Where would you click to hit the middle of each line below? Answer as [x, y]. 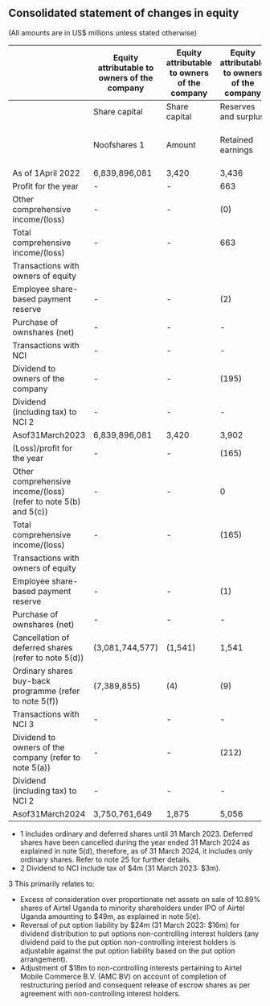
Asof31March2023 [49, 434]
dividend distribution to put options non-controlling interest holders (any [139, 933]
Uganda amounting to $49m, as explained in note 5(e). [110, 916]
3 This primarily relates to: [51, 883]
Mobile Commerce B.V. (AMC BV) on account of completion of [123, 976]
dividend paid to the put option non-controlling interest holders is [128, 942]
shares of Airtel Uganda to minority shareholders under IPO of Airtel [132, 908]
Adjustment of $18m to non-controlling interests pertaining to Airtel [131, 967]
